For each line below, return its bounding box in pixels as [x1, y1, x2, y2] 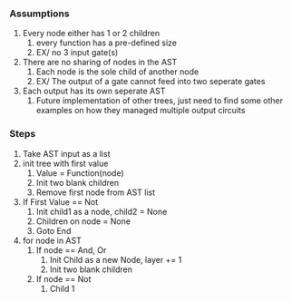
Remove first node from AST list [35, 187, 156, 198]
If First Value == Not [22, 196, 99, 207]
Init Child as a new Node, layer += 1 [49, 254, 182, 265]
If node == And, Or [35, 244, 107, 256]
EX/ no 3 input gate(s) [35, 47, 119, 58]
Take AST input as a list [22, 148, 111, 159]
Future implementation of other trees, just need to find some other [35, 95, 284, 106]
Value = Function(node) [35, 167, 124, 179]
